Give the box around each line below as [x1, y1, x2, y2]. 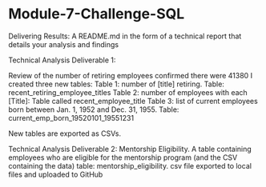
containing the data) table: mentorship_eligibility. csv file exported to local [8, 161, 252, 170]
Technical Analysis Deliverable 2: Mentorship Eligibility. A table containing [8, 144, 252, 153]
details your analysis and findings [8, 39, 119, 49]
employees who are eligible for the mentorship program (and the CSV [8, 153, 238, 162]
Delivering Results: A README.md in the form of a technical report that [8, 31, 242, 41]
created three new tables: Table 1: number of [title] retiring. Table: [8, 79, 224, 89]
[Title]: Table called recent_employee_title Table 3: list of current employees [8, 96, 258, 105]
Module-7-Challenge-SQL [8, 5, 185, 23]
